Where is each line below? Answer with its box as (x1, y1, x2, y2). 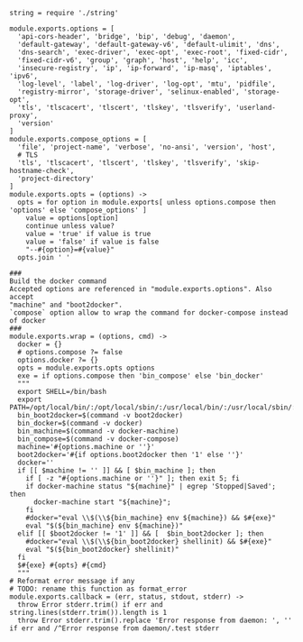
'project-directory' (17, 174, 95, 183)
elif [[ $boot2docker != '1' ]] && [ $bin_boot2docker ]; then (17, 529, 264, 538)
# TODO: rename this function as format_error (9, 584, 188, 593)
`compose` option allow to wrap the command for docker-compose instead (9, 308, 289, 317)
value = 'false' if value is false (25, 237, 160, 246)
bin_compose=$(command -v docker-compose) (17, 435, 179, 444)
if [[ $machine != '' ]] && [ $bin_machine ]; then (17, 466, 216, 475)
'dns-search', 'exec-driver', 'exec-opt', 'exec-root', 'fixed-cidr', (17, 48, 289, 57)
